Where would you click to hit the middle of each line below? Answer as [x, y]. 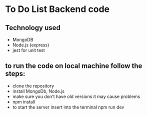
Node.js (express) [31, 45]
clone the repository [33, 85]
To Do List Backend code [57, 9]
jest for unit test [28, 50]
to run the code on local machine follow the [74, 66]
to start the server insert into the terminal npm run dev [68, 107]
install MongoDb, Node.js [38, 91]
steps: [15, 74]
